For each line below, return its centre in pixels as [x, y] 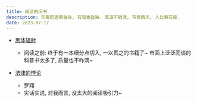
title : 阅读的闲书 [27, 12]
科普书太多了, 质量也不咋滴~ [58, 60]
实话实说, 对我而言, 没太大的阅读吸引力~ [73, 93]
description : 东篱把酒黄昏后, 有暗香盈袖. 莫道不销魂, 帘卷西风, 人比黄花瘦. [93, 17]
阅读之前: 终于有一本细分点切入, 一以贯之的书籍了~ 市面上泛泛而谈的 [107, 53]
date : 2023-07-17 [28, 23]
